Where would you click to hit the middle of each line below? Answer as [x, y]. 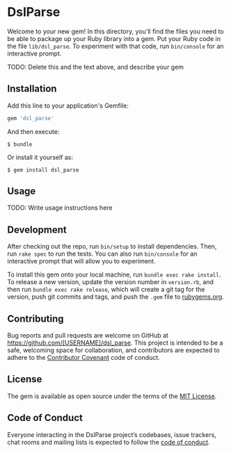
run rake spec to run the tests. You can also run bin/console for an [102, 254]
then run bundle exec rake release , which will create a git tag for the [106, 290]
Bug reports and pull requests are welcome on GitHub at [88, 336]
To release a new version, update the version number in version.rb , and [111, 282]
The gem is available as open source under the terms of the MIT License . [112, 396]
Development [37, 230]
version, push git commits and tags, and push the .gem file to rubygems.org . [116, 297]
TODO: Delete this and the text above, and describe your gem [96, 67]
